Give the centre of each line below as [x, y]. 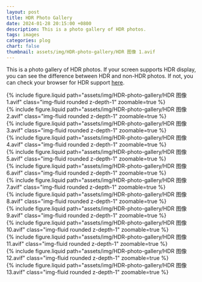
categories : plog [28, 40]
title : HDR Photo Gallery [39, 18]
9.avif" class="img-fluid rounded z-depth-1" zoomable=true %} [87, 215]
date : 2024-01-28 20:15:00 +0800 [49, 23]
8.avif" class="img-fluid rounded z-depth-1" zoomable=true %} [87, 201]
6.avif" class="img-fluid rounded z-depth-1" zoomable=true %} [86, 173]
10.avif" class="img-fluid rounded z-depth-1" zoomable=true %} [88, 229]
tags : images [23, 35]
